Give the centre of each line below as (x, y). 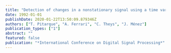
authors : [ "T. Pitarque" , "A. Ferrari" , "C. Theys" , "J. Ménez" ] (76, 24)
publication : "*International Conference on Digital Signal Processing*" (85, 43)
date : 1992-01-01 (24, 15)
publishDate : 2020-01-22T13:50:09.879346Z (51, 19)
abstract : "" (19, 33)
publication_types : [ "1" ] (33, 29)
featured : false (22, 38)
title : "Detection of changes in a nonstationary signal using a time (82, 10)
